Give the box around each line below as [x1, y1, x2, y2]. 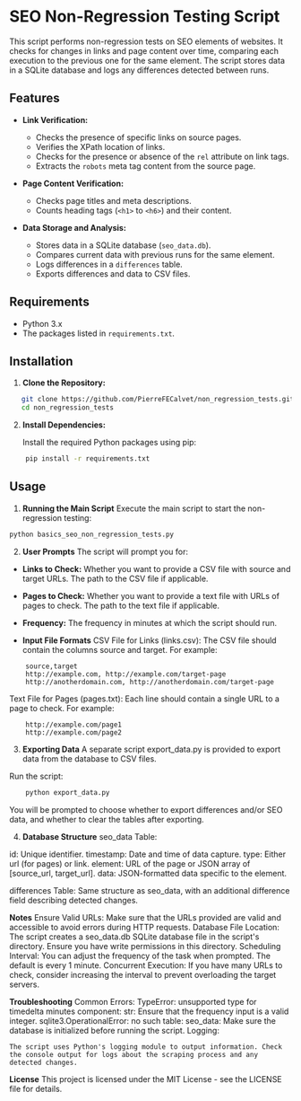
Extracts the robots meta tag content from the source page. [35, 160, 256, 172]
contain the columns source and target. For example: [21, 644, 218, 655]
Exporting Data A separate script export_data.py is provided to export [21, 744, 281, 754]
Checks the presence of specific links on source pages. [35, 132, 242, 143]
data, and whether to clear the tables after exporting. [9, 814, 204, 824]
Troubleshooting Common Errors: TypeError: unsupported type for [9, 996, 257, 1007]
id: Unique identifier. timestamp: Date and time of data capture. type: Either [9, 849, 287, 859]
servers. [9, 979, 40, 990]
